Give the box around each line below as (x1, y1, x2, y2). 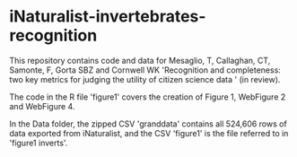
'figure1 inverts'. (9, 137, 68, 148)
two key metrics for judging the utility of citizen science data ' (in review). (9, 74, 281, 84)
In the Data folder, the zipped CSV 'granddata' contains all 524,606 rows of (9, 118, 287, 129)
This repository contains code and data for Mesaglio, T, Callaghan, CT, (9, 55, 271, 65)
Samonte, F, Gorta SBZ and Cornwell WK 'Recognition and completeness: (9, 65, 281, 75)
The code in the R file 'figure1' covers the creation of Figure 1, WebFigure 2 (9, 92, 286, 102)
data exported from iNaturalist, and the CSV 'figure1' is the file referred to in (9, 127, 289, 138)
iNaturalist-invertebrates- (9, 6, 206, 27)
